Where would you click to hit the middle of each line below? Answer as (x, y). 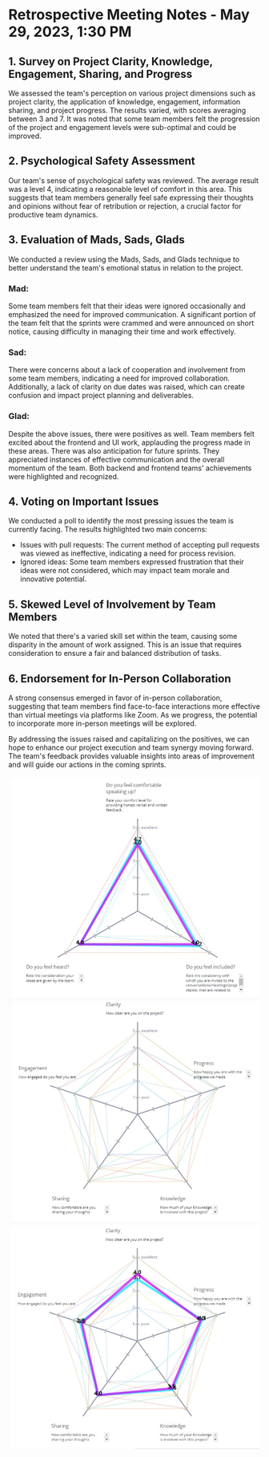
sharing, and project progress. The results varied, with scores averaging (127, 110)
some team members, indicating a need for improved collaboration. (119, 378)
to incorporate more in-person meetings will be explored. (102, 723)
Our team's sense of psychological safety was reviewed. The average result (133, 180)
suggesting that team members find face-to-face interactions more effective (134, 706)
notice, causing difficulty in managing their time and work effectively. (122, 332)
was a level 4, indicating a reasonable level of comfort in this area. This (125, 189)
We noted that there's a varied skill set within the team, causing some (123, 637)
